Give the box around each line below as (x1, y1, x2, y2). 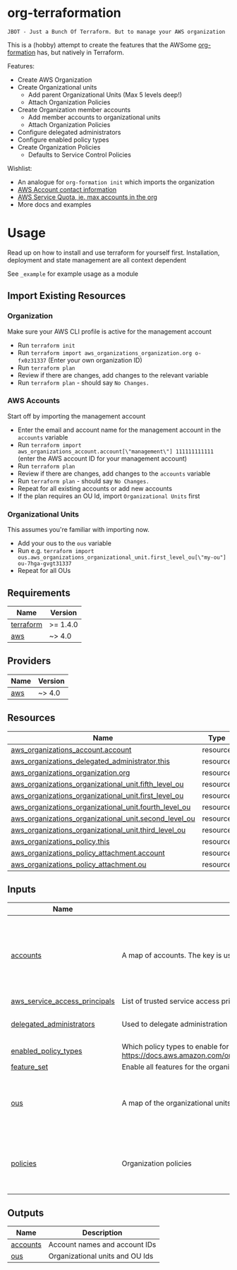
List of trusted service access (121, 996, 220, 1006)
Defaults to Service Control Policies (28, 150, 132, 159)
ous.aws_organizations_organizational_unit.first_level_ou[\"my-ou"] (17, 554, 227, 562)
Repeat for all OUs (17, 567, 71, 575)
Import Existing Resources (7, 290, 126, 302)
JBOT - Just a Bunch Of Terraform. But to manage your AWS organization (7, 28, 226, 35)
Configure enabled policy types (17, 135, 109, 144)
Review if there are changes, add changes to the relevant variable (17, 370, 209, 379)
